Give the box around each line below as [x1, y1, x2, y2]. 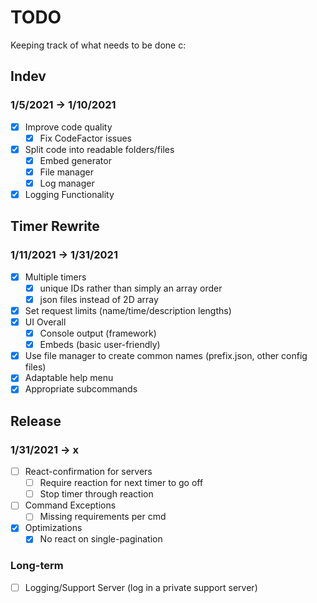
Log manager [39, 177, 95, 189]
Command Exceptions [24, 499, 117, 511]
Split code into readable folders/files [24, 143, 175, 155]
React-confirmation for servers [24, 466, 153, 478]
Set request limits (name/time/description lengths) [24, 304, 232, 316]
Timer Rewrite [10, 218, 100, 235]
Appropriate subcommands [24, 383, 138, 395]
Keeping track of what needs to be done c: [10, 39, 187, 51]
